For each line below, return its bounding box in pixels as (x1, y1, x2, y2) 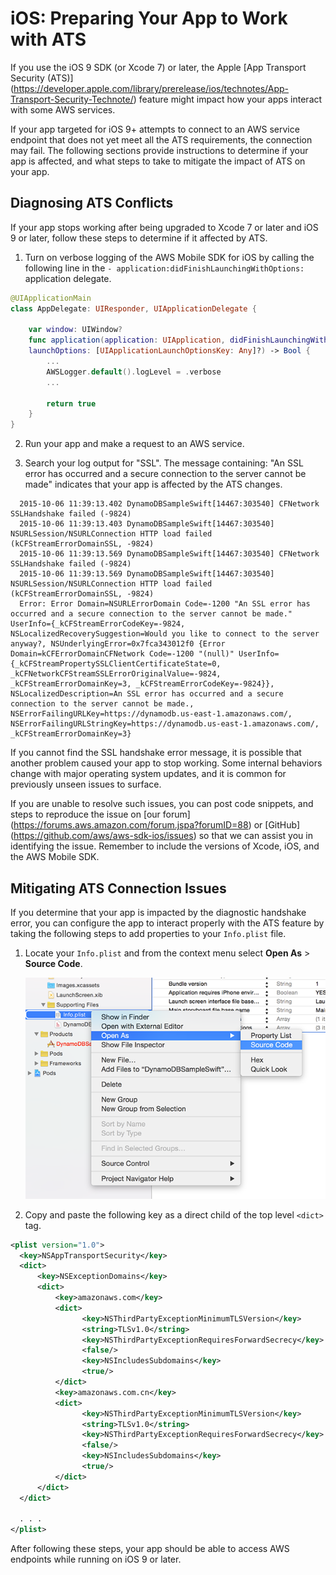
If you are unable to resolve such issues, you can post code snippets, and (10, 798, 314, 810)
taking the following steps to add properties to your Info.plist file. (10, 927, 287, 939)
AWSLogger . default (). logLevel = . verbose (46, 367, 222, 377)
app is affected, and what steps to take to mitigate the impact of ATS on (10, 155, 306, 167)
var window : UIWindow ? (28, 325, 123, 335)
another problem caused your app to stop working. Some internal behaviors (10, 757, 323, 769)
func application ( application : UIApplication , (28, 335, 226, 346)
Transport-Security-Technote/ (10, 93, 134, 105)
